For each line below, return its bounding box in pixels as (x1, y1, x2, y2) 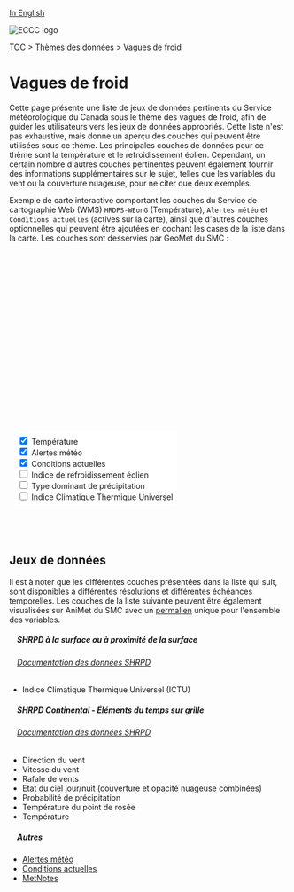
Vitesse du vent (21, 763, 80, 775)
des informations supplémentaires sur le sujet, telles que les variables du (9, 168, 275, 178)
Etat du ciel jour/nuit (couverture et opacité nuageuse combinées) (21, 783, 263, 793)
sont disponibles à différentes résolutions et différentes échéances (9, 586, 253, 596)
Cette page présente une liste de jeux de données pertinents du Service (9, 102, 272, 113)
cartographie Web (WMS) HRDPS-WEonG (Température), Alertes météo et (9, 204, 268, 215)
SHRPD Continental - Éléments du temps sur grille (17, 705, 205, 715)
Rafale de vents (21, 773, 80, 784)
